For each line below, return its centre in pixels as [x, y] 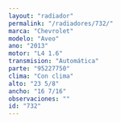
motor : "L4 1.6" [35, 53]
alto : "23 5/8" [34, 83]
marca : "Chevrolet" [41, 31]
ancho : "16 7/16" [38, 91]
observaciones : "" [39, 99]
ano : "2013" [28, 46]
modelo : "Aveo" [34, 38]
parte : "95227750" [39, 69]
